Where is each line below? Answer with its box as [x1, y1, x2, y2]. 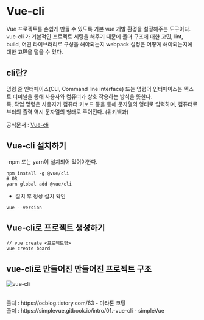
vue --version [6, 205, 43, 211]
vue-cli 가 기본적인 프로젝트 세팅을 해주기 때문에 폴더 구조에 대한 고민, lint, [6, 32, 184, 40]
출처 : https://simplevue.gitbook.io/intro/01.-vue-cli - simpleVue [6, 307, 165, 315]
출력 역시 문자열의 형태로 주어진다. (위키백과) [22, 108, 129, 115]
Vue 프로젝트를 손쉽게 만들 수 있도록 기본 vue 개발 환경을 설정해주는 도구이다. [6, 25, 191, 32]
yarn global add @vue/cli [6, 181, 72, 187]
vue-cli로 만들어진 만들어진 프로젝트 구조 [6, 264, 152, 274]
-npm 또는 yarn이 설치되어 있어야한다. [6, 158, 98, 165]
